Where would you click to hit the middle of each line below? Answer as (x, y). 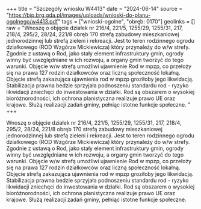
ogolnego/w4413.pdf (32, 21)
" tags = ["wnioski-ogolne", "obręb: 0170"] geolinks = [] (126, 21)
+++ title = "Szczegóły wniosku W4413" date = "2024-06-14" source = (94, 9)
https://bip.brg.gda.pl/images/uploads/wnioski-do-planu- (80, 15)
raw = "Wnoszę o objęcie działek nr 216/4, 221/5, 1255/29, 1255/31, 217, (95, 28)
